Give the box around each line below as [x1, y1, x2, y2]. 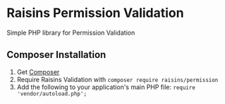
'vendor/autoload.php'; [16, 90, 87, 97]
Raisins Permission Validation [6, 5, 184, 21]
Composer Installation [6, 49, 107, 61]
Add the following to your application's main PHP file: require [16, 83, 195, 91]
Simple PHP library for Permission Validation [6, 28, 135, 37]
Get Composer [16, 67, 60, 76]
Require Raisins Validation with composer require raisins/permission [16, 75, 219, 83]
